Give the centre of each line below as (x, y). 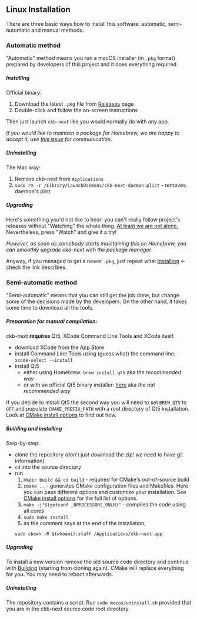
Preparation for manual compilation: (52, 321)
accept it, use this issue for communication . (59, 139)
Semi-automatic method (42, 283)
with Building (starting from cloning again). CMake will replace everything (95, 568)
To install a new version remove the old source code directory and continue (98, 562)
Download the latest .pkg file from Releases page (74, 104)
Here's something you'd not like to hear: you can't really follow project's (93, 220)
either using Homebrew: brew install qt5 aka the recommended (102, 372)
